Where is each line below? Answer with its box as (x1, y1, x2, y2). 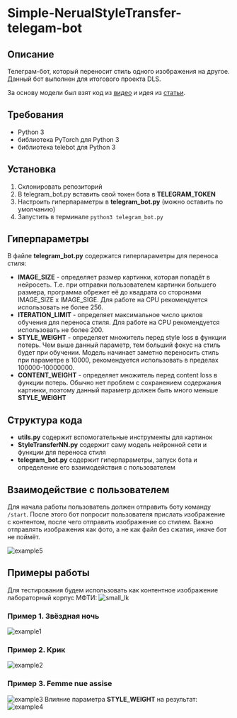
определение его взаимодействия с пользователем (17, 463, 175, 472)
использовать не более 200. (17, 326, 104, 334)
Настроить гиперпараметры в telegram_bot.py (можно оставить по (17, 197, 224, 206)
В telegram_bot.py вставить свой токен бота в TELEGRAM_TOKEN (17, 189, 216, 198)
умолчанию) (17, 204, 56, 214)
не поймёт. (7, 533, 40, 541)
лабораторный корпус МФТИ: (7, 593, 98, 602)
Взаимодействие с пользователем (7, 484, 170, 496)
